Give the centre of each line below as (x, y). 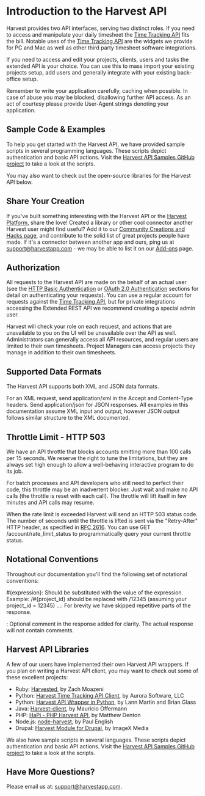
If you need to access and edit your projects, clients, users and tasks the (98, 59)
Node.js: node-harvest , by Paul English (64, 721)
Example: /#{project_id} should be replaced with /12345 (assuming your (97, 599)
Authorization (33, 267)
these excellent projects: (37, 677)
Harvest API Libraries (48, 650)
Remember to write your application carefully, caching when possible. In (97, 90)
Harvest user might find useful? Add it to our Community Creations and (95, 229)
